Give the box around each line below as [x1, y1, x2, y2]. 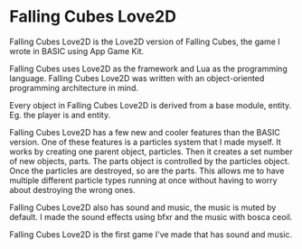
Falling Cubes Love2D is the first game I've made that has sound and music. [9, 228, 292, 240]
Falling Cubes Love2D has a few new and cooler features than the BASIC [9, 126, 280, 137]
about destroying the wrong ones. [9, 184, 136, 195]
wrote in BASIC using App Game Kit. [9, 45, 145, 56]
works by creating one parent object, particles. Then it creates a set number [9, 146, 293, 157]
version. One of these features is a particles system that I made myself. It [9, 136, 282, 147]
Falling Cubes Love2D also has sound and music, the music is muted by [9, 201, 277, 213]
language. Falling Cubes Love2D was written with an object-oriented [9, 72, 265, 83]
